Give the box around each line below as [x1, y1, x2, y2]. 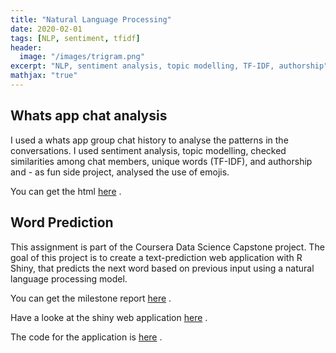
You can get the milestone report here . [10, 292, 172, 304]
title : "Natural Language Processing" [10, 14, 172, 25]
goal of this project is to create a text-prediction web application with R [10, 251, 303, 263]
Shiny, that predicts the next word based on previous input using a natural [10, 262, 315, 274]
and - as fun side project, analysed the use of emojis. [10, 166, 230, 178]
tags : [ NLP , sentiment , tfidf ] [10, 33, 141, 43]
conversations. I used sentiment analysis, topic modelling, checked [10, 144, 287, 156]
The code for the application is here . [10, 331, 163, 343]
